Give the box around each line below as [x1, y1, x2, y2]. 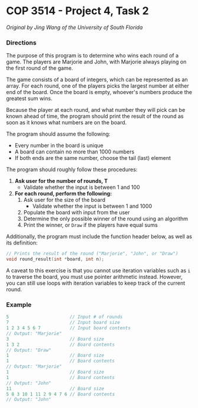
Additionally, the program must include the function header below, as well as [6, 233, 192, 240]
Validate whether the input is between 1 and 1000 [32, 203, 152, 210]
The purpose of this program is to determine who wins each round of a [6, 52, 179, 59]
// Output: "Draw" [6, 347, 51, 353]
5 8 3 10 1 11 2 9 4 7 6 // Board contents [6, 391, 115, 397]
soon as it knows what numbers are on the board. [6, 119, 127, 126]
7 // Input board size [6, 320, 120, 326]
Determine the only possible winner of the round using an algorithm [23, 215, 188, 223]
